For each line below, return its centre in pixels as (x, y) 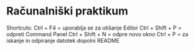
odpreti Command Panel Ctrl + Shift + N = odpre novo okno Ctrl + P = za (97, 34)
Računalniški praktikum (67, 11)
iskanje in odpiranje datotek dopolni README (63, 40)
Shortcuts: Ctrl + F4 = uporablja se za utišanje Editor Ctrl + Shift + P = (94, 28)
